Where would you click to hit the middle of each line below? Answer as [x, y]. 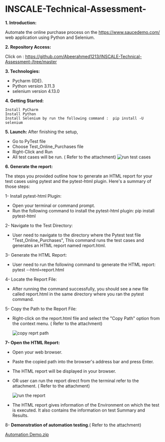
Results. [20, 415]
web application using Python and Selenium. [50, 37]
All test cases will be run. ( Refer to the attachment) [64, 157]
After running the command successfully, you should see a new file [80, 289]
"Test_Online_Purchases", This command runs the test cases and [78, 240]
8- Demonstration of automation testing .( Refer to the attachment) [73, 425]
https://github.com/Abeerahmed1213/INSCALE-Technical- [83, 56]
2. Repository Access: [28, 47]
